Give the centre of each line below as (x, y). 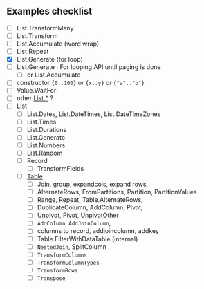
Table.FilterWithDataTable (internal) (87, 239)
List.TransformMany (45, 28)
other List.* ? (35, 98)
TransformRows (57, 270)
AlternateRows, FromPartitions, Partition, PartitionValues (117, 192)
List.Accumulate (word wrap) (58, 44)
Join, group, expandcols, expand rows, (93, 184)
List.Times (41, 122)
